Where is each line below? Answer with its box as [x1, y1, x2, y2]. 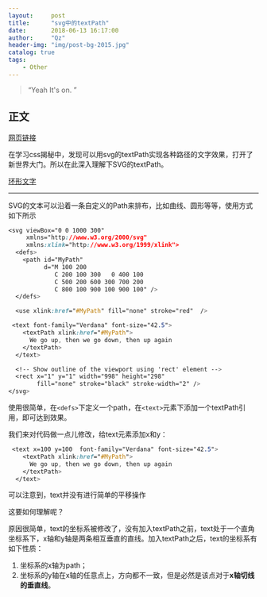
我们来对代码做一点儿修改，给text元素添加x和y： [8, 429, 168, 439]
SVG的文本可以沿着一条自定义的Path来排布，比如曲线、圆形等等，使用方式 [8, 200, 253, 210]
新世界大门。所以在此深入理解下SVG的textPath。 [8, 160, 168, 169]
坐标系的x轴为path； [19, 560, 87, 570]
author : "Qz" [8, 33, 66, 42]
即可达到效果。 [21, 413, 72, 422]
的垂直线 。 [19, 580, 56, 590]
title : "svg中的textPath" [8, 19, 110, 27]
